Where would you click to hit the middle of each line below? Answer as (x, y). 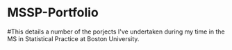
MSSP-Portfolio (53, 13)
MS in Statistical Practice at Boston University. (73, 38)
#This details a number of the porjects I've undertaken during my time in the (116, 32)
